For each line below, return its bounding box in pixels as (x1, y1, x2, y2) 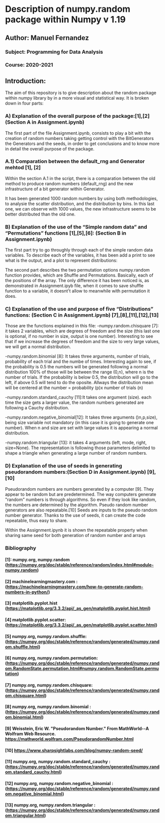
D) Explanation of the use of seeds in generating (5, 463, 122, 469)
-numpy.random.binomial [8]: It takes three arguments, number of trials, (5, 354, 151, 359)
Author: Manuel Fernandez (5, 34, 89, 42)
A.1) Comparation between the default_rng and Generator (5, 158, 145, 165)
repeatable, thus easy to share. (5, 517, 68, 523)
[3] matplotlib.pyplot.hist (5, 600, 57, 606)
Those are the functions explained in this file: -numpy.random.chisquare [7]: (5, 323, 159, 329)
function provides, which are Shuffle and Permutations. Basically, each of (5, 272, 154, 278)
